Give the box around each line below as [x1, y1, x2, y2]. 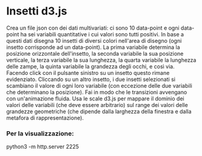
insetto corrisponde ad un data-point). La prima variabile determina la [6, 44, 180, 51]
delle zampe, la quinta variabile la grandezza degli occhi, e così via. [6, 62, 175, 70]
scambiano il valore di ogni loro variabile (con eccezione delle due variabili [6, 82, 192, 89]
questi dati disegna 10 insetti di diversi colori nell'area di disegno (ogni [6, 37, 182, 44]
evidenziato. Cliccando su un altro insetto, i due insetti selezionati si [6, 76, 176, 83]
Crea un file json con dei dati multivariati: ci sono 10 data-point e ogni [6, 24, 180, 31]
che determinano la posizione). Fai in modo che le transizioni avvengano [6, 88, 187, 96]
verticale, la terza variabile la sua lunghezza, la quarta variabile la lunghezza [6, 56, 197, 63]
